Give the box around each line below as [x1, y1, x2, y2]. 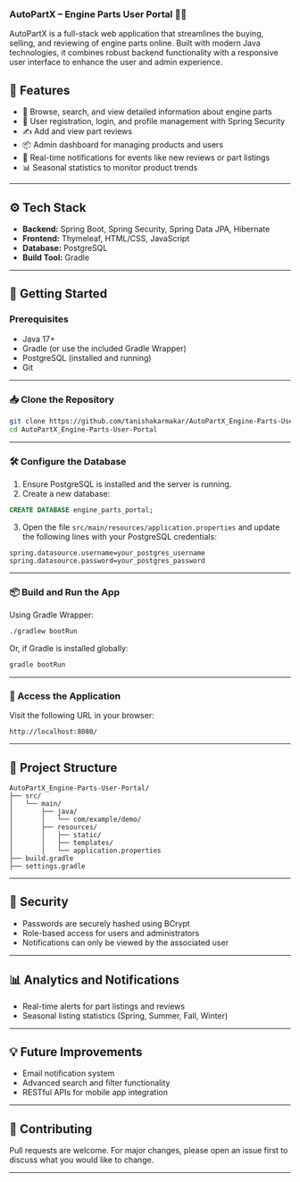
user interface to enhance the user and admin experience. [9, 57, 223, 68]
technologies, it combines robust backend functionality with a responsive [9, 47, 279, 58]
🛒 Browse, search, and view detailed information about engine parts [21, 106, 272, 117]
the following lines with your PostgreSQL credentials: [21, 531, 217, 541]
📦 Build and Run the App [9, 585, 121, 598]
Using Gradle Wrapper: [9, 609, 94, 620]
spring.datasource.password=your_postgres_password [9, 556, 205, 566]
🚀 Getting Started [9, 286, 108, 302]
